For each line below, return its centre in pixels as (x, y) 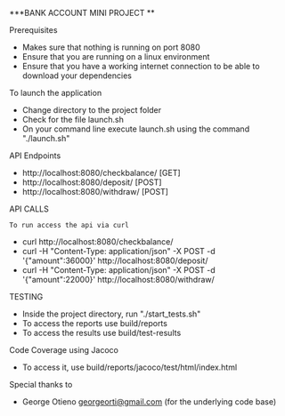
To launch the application (56, 93)
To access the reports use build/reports (94, 323)
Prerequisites (33, 30)
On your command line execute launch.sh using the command (136, 129)
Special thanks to (41, 384)
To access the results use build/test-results (102, 333)
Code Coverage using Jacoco (64, 350)
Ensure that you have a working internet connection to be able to (141, 66)
